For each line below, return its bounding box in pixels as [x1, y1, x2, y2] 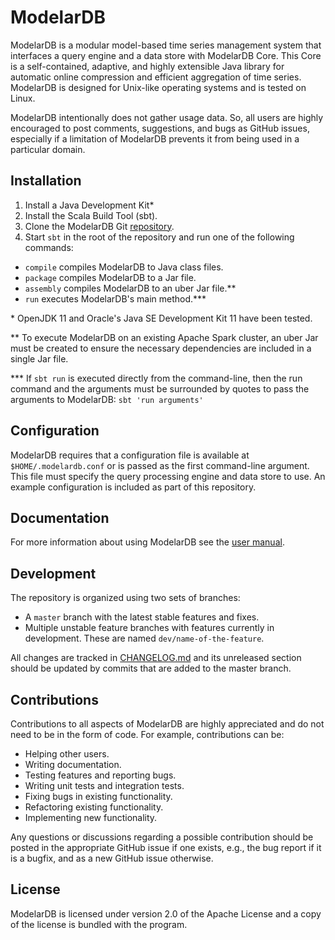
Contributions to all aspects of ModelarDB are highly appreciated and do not [10, 718, 325, 730]
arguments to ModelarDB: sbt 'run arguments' [10, 393, 204, 405]
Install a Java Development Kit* [24, 199, 155, 211]
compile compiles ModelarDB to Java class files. [24, 261, 224, 273]
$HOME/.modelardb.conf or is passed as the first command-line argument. [10, 459, 310, 471]
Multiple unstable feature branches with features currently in [24, 622, 275, 634]
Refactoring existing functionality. [24, 801, 164, 813]
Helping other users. [24, 748, 110, 760]
